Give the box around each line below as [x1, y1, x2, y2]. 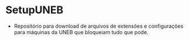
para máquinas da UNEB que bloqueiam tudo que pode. [13, 28, 149, 35]
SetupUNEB [5, 3, 64, 17]
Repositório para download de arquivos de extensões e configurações [13, 23, 184, 29]
